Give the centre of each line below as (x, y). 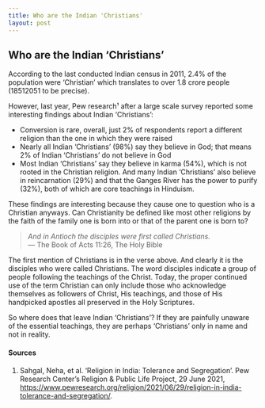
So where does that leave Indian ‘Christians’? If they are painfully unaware (129, 318)
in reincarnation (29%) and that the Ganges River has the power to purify (138, 181)
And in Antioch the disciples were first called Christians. (119, 236)
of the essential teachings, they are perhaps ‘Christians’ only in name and (128, 326)
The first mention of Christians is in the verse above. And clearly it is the (126, 260)
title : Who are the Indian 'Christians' (76, 15)
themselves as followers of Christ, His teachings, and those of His (115, 294)
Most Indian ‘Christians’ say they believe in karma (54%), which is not (133, 164)
